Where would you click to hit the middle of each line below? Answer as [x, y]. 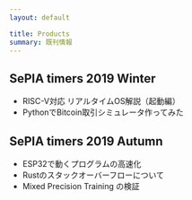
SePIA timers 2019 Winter [83, 78]
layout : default [39, 17]
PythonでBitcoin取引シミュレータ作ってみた [103, 112]
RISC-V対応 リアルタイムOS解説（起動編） [101, 101]
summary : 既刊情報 [41, 42]
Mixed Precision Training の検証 [81, 186]
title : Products [39, 34]
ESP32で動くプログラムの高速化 [82, 164]
